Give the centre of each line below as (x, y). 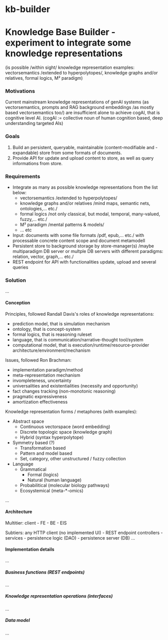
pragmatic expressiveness (40, 396)
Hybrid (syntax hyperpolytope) (52, 437)
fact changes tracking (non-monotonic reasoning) (64, 391)
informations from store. (37, 163)
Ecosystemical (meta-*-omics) (52, 490)
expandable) (25, 153)
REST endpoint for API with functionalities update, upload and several (84, 262)
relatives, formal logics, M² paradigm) (44, 78)
